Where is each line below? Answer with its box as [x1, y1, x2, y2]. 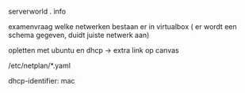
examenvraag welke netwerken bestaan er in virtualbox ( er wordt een [8, 22, 237, 31]
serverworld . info [8, 7, 66, 16]
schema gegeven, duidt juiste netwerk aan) [8, 31, 150, 39]
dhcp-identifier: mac [8, 76, 75, 85]
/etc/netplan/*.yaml [8, 61, 71, 70]
